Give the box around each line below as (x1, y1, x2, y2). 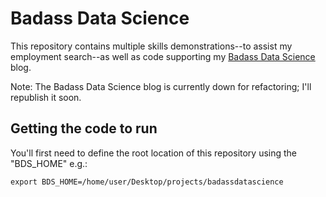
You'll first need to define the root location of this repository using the (10, 147, 298, 159)
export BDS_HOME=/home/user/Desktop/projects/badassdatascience (10, 177, 284, 187)
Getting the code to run (10, 120, 158, 137)
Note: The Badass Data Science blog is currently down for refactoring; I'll (10, 80, 312, 92)
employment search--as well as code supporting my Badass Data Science (10, 50, 316, 62)
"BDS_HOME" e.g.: (10, 157, 88, 169)
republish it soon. (10, 91, 82, 103)
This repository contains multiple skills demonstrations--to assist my (10, 40, 293, 52)
